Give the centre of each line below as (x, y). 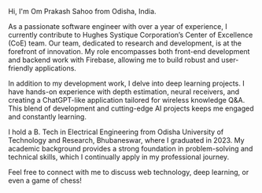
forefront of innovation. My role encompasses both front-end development (129, 51)
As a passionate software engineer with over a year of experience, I (118, 26)
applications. (56, 68)
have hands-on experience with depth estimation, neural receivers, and (124, 92)
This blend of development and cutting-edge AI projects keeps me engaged (131, 108)
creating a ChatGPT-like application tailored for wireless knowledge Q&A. (127, 100)
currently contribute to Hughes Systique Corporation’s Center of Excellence (131, 35)
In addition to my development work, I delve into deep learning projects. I (127, 83)
